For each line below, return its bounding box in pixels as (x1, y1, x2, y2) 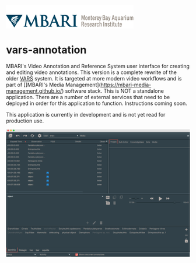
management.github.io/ (6, 87, 62, 94)
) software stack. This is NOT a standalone (61, 87, 164, 94)
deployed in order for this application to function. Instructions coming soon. (6, 100, 188, 107)
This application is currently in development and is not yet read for (6, 111, 166, 118)
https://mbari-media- (100, 81, 152, 88)
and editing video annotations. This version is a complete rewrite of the (6, 69, 177, 76)
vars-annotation (6, 43, 87, 57)
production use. (6, 117, 44, 124)
